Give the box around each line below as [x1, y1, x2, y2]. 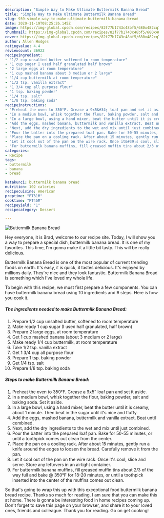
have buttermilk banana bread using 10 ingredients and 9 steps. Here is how [5, 290, 158, 296]
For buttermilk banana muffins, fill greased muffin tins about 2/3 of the [12, 467, 154, 473]
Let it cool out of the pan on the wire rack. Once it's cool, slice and [12, 456, 146, 463]
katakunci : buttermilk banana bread [5, 180, 80, 185]
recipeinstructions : [5, 103, 47, 108]
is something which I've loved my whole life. [5, 275, 94, 281]
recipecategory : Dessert [5, 207, 56, 212]
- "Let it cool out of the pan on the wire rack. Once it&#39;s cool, [5, 139, 152, 144]
